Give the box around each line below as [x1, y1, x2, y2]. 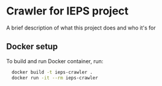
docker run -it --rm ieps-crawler [11, 75, 98, 81]
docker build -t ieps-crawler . [11, 69, 93, 75]
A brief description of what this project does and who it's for [6, 24, 156, 31]
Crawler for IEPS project [6, 4, 129, 18]
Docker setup [6, 41, 58, 52]
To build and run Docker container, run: [6, 57, 104, 64]
